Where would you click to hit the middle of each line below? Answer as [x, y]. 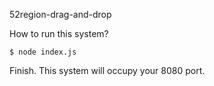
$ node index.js [43, 52]
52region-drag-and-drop [60, 14]
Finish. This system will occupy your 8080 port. [107, 70]
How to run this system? [59, 33]
